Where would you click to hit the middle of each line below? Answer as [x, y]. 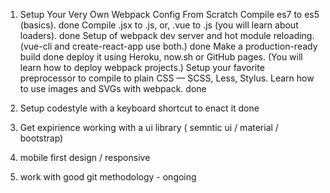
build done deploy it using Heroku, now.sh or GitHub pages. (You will [161, 57]
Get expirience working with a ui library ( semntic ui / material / [149, 127]
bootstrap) [41, 138]
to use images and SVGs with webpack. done [113, 88]
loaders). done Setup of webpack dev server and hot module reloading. [167, 35]
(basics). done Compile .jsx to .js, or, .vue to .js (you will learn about [159, 25]
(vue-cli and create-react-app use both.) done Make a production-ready [168, 46]
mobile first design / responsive [85, 157]
